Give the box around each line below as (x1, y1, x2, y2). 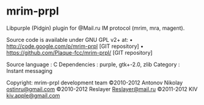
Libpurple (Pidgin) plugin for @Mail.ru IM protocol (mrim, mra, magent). (6, 24, 185, 32)
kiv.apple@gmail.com (6, 92, 60, 99)
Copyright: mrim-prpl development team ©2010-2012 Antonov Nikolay (6, 79, 183, 86)
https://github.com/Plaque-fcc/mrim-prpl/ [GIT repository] (6, 49, 153, 56)
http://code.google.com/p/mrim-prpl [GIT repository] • (6, 42, 144, 50)
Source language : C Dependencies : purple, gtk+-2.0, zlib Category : (6, 61, 180, 68)
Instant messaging (6, 67, 53, 74)
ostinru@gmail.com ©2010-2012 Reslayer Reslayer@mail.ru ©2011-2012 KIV (6, 85, 198, 92)
